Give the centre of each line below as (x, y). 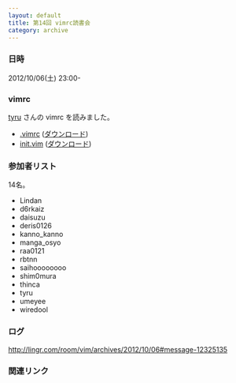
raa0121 (32, 251)
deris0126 (36, 226)
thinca (30, 284)
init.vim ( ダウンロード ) (55, 144)
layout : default (35, 15)
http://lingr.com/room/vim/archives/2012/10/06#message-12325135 (118, 349)
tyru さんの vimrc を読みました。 (61, 117)
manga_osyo (40, 242)
